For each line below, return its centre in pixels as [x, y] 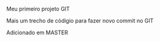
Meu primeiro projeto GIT [38, 9]
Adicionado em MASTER [37, 32]
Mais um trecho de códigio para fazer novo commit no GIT [80, 20]
